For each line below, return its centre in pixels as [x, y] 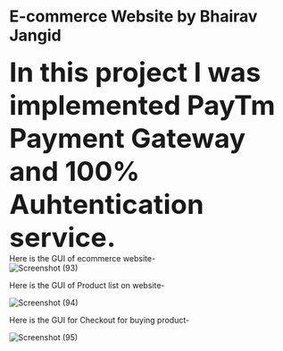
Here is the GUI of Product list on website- [87, 285]
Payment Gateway [128, 138]
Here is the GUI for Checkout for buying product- [100, 320]
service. [62, 237]
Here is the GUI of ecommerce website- [83, 258]
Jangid [35, 35]
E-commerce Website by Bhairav [133, 17]
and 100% [75, 171]
